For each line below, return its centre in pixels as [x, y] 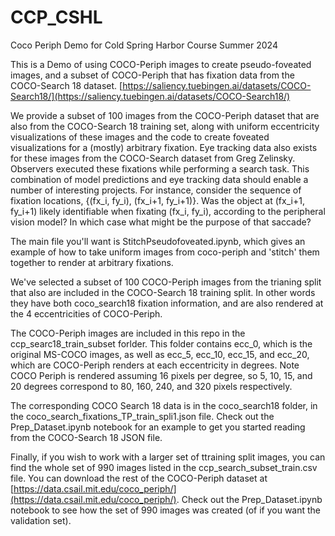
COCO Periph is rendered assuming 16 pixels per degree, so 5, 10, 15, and [161, 375]
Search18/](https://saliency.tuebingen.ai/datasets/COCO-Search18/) [150, 96]
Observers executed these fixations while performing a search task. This [160, 168]
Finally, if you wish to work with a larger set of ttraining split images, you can [168, 457]
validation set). [41, 520]
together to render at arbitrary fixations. [92, 262]
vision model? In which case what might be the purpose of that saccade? [161, 222]
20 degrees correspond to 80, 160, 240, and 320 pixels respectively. [151, 386]
